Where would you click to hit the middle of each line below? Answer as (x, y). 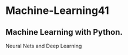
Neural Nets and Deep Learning (44, 46)
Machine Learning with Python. (64, 32)
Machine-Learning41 (57, 11)
